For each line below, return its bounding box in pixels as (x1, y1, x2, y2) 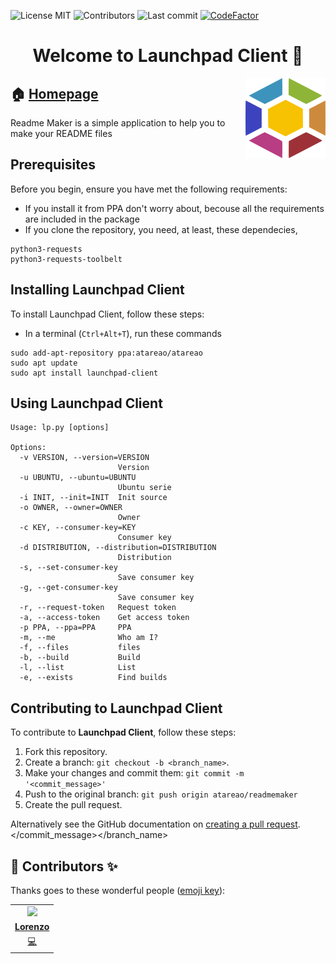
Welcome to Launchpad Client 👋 (32, 45, 304, 67)
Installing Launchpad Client (10, 281, 185, 299)
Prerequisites (10, 156, 96, 174)
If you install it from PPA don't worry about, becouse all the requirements (24, 202, 325, 214)
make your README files (10, 128, 113, 139)
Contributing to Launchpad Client (10, 700, 223, 717)
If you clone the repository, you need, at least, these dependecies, (24, 223, 298, 235)
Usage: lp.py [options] (10, 423, 110, 433)
